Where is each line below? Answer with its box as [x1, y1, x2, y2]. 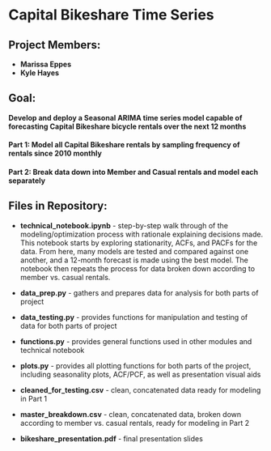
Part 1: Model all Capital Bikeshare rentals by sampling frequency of [8, 140, 240, 150]
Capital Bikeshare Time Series [8, 6, 214, 24]
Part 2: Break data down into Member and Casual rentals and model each [8, 168, 259, 177]
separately [8, 176, 46, 185]
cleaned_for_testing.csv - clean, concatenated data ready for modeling [19, 385, 261, 394]
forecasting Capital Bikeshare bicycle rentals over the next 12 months [8, 121, 247, 131]
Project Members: [8, 38, 101, 52]
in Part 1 [19, 394, 47, 403]
